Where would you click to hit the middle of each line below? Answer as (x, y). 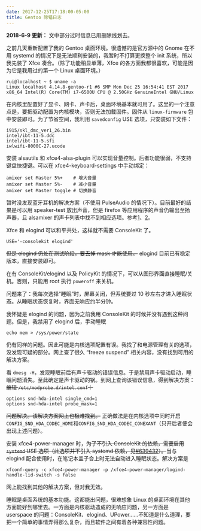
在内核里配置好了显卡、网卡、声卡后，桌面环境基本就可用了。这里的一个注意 (100, 104)
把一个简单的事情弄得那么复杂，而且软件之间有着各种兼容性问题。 (87, 522)
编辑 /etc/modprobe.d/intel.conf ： (50, 387)
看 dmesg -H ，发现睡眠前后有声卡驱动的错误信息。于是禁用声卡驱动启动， (96, 372)
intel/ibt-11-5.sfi (31, 141)
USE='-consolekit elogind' (40, 241)
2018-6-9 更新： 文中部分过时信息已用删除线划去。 (69, 35)
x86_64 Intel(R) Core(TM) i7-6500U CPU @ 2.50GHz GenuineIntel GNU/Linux (100, 92)
